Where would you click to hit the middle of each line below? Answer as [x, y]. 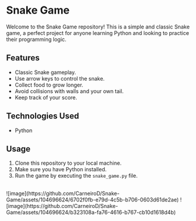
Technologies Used [42, 116]
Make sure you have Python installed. [61, 169]
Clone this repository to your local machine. [68, 163]
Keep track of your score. [46, 97]
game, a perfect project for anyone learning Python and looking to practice [98, 33]
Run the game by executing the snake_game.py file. [76, 176]
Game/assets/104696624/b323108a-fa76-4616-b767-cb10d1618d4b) [91, 212]
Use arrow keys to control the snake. [60, 78]
